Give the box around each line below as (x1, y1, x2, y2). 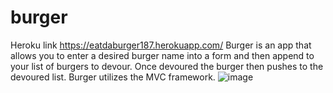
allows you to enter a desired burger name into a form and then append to (10, 49, 315, 61)
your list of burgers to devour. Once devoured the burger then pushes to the (10, 60, 324, 72)
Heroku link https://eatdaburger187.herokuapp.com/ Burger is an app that (10, 39, 312, 51)
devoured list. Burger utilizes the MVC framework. (10, 71, 216, 83)
